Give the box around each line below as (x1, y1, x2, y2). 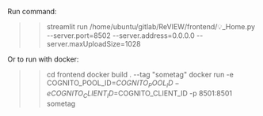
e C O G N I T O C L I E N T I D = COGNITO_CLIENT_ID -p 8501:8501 (46, 88, 233, 99)
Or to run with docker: (7, 54, 79, 64)
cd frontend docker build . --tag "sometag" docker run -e (46, 70, 234, 79)
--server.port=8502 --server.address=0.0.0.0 (46, 31, 195, 40)
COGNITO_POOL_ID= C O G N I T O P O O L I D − (46, 78, 180, 89)
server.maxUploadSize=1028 (46, 39, 141, 48)
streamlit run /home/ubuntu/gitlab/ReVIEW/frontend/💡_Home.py (46, 22, 255, 31)
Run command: (7, 7, 57, 16)
